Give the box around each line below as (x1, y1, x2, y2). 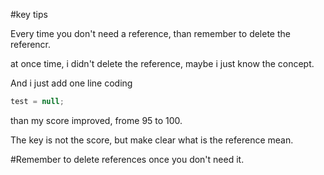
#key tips (10, 9, 48, 20)
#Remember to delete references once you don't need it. (10, 153, 245, 165)
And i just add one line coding (10, 77, 133, 89)
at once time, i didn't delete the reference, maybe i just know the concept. (10, 58, 315, 69)
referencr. (10, 39, 52, 50)
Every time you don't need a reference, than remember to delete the (10, 28, 291, 39)
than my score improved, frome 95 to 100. (10, 114, 183, 126)
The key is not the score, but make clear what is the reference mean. (10, 134, 294, 146)
